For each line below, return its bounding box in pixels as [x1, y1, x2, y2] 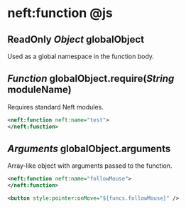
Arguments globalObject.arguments [7, 142, 171, 154]
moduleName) [7, 84, 72, 96]
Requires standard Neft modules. [7, 102, 104, 111]
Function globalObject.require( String [7, 73, 175, 85]
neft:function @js [7, 5, 114, 21]
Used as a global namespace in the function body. [7, 52, 155, 60]
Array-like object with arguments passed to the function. [7, 161, 173, 170]
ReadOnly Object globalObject [7, 33, 144, 45]
